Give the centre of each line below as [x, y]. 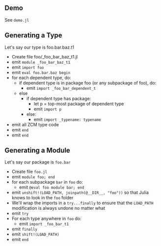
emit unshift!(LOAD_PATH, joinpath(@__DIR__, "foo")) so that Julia [80, 192]
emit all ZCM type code [35, 124]
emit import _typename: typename [67, 119]
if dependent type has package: [59, 98]
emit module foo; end [33, 177]
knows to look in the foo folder [42, 198]
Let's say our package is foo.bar [38, 162]
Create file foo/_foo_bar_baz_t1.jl [45, 56]
